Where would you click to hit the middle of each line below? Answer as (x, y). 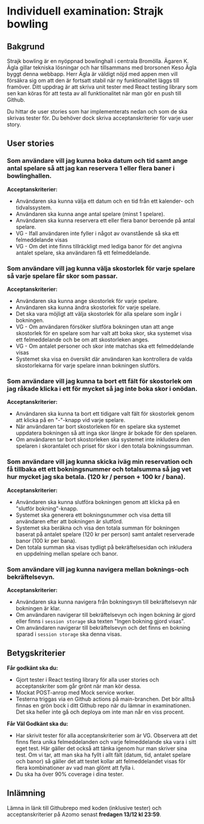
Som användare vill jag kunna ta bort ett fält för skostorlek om (100, 381)
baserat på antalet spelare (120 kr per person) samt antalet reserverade (105, 534)
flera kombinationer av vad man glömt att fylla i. (75, 768)
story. (14, 124)
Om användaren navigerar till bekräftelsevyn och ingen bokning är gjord (106, 615)
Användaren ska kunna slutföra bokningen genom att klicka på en (98, 502)
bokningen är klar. (38, 608)
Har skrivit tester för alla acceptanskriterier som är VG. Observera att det (107, 735)
